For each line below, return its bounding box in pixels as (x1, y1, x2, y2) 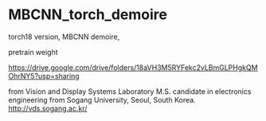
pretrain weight (8, 47, 58, 57)
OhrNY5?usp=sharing (8, 71, 80, 80)
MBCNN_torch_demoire (8, 6, 167, 24)
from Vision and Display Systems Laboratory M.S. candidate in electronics (8, 86, 252, 96)
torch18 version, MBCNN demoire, (8, 32, 120, 41)
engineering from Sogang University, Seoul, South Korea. (8, 95, 197, 104)
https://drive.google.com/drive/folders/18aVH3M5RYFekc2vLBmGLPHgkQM (8, 62, 258, 72)
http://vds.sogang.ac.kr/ (8, 103, 88, 113)
